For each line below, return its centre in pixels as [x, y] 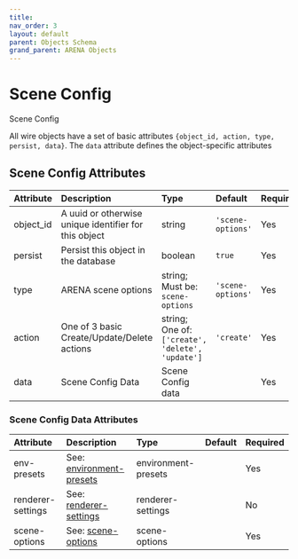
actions [76, 349]
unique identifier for [102, 224]
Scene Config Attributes [78, 173]
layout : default [39, 34]
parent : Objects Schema [53, 42]
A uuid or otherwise [102, 213]
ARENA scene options [106, 289]
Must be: [179, 287]
